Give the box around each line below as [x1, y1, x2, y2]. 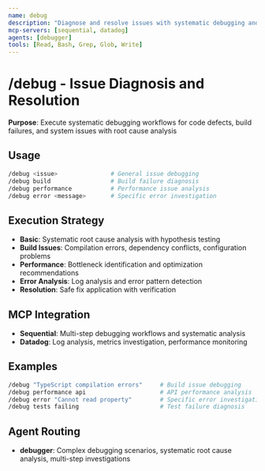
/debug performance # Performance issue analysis [8, 185, 211, 193]
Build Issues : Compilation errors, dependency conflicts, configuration [19, 243, 247, 252]
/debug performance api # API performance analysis [8, 388, 252, 396]
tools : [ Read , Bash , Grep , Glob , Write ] [8, 41, 144, 49]
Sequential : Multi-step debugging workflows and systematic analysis [19, 329, 246, 338]
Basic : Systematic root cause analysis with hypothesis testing [19, 234, 221, 245]
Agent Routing [8, 424, 80, 438]
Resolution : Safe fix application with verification [19, 285, 176, 294]
